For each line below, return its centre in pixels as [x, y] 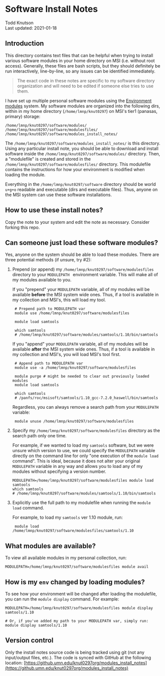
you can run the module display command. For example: [62, 599]
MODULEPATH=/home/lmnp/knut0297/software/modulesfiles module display [79, 608]
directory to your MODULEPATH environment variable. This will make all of [85, 275]
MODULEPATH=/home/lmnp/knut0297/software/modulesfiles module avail [77, 567]
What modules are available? [50, 546]
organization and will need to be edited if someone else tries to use [85, 86]
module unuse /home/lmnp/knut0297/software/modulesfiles [74, 422]
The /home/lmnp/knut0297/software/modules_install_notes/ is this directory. [83, 143]
